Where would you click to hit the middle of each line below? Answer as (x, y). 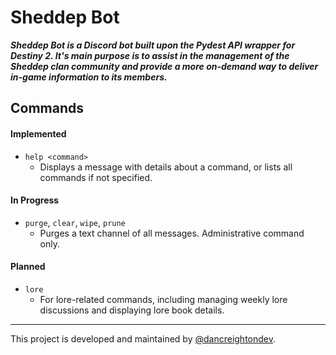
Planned (28, 267)
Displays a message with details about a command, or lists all (166, 167)
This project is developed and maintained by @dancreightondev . (143, 338)
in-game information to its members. (89, 77)
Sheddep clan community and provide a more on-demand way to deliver (164, 66)
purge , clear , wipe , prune (75, 222)
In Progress (35, 200)
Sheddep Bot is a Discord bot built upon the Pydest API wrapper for (153, 45)
